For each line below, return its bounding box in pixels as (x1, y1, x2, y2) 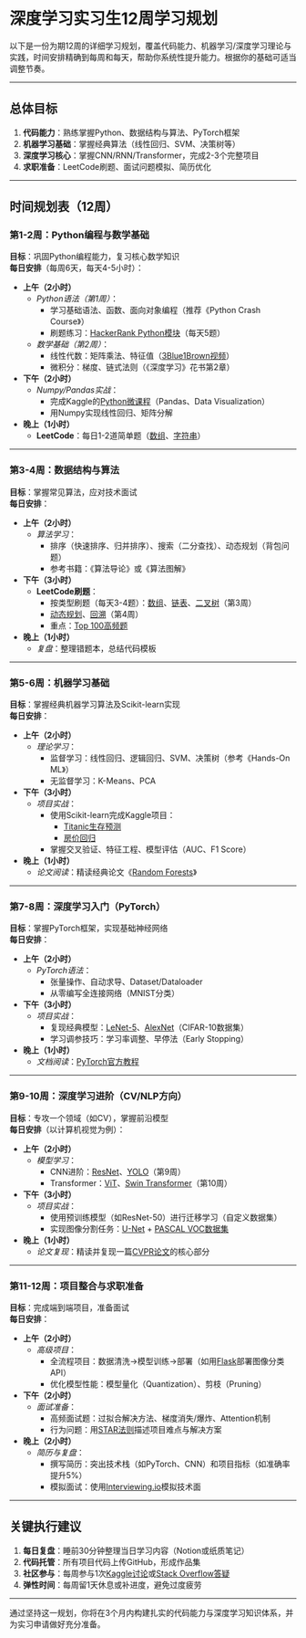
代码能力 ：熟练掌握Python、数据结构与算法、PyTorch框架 (22, 127, 240, 138)
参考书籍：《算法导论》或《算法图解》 (49, 562, 190, 573)
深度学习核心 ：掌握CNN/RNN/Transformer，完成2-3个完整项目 (22, 150, 260, 161)
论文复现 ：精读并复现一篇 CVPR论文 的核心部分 (36, 1245, 210, 1256)
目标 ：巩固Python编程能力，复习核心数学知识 (9, 251, 180, 262)
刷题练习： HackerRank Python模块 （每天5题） (49, 328, 226, 339)
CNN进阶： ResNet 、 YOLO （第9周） (49, 1166, 187, 1177)
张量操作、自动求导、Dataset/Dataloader (49, 976, 203, 987)
